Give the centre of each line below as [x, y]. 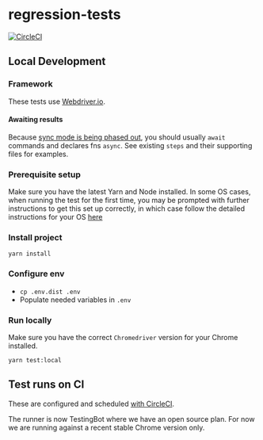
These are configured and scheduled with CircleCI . [91, 404]
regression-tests [65, 15]
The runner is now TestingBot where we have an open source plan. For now [131, 419]
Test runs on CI [46, 385]
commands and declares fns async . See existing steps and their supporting [130, 145]
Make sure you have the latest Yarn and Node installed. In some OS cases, [130, 192]
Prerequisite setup [44, 174]
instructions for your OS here [55, 217]
